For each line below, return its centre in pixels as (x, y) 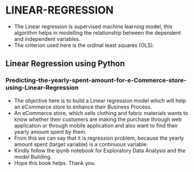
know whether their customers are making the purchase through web (98, 119)
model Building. (33, 157)
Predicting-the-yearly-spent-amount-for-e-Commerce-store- (96, 80)
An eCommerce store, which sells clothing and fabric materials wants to (101, 113)
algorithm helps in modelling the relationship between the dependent (97, 32)
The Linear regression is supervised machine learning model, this (93, 26)
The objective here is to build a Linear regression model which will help (100, 100)
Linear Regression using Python (65, 64)
